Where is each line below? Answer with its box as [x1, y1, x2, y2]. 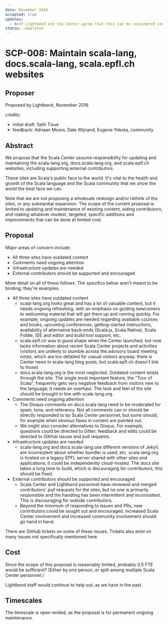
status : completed [5, 26, 43, 31]
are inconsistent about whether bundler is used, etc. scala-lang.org [19, 449, 158, 455]
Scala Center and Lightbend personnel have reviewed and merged [19, 481, 156, 487]
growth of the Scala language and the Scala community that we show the [5, 180, 156, 186]
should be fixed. [19, 471, 53, 477]
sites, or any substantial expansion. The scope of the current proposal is [5, 200, 154, 206]
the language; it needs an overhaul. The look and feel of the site [19, 385, 151, 391]
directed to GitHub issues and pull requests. [19, 433, 110, 439]
